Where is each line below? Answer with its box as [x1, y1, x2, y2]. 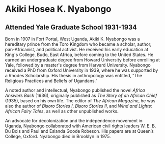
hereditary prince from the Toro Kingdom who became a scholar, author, [5, 41, 152, 47]
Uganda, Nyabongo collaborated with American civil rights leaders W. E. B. [5, 123, 156, 129]
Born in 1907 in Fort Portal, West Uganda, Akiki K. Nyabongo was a [5, 36, 140, 42]
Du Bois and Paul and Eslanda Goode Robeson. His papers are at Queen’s [5, 128, 154, 134]
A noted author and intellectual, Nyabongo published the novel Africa [5, 87, 145, 93]
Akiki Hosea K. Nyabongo [5, 3, 111, 15]
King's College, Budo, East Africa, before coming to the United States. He [5, 52, 154, 58]
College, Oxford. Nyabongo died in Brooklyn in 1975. [5, 134, 111, 139]
